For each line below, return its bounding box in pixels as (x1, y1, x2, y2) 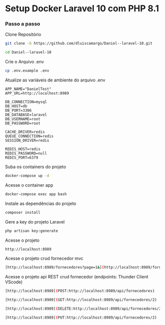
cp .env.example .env (5, 68, 50, 74)
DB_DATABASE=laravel (5, 112, 48, 118)
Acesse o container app (5, 182, 54, 188)
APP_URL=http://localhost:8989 (5, 91, 69, 96)
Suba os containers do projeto (5, 164, 66, 170)
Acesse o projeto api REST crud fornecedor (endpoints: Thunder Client (5, 274, 149, 280)
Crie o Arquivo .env (5, 59, 44, 65)
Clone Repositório (5, 31, 42, 37)
